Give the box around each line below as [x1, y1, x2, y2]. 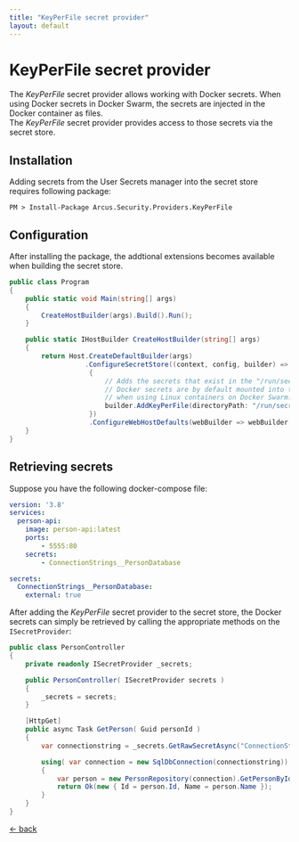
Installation [9, 152, 73, 168]
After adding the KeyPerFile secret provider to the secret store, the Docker [9, 607, 282, 617]
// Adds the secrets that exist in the [104, 376, 253, 386]
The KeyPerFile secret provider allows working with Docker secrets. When [9, 89, 282, 100]
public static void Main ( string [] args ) [25, 294, 177, 303]
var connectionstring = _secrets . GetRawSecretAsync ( [41, 741, 241, 750]
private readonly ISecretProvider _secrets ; [25, 659, 193, 668]
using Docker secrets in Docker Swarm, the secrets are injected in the [9, 99, 265, 110]
